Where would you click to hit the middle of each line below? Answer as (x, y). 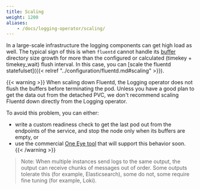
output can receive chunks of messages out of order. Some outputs (104, 168)
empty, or (27, 137)
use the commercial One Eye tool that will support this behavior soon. (100, 143)
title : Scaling (25, 12)
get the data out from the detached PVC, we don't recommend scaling (93, 95)
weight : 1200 (22, 17)
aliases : (17, 23)
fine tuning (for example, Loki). (59, 180)
